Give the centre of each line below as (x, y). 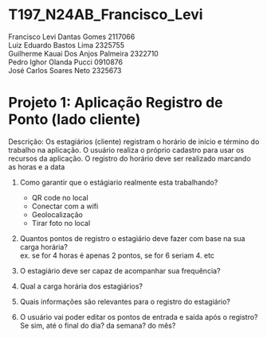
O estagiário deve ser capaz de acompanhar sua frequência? (120, 270)
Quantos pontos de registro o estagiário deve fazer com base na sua (132, 238)
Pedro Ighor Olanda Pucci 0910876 (66, 62)
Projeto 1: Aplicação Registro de (116, 103)
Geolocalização (57, 214)
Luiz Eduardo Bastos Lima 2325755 (67, 45)
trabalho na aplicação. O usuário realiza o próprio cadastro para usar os (126, 150)
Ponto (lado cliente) (75, 120)
